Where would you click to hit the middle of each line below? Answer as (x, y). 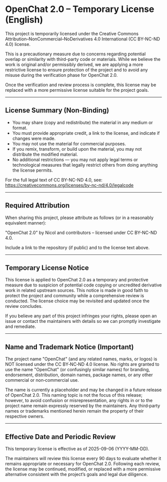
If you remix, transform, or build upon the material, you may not (77, 149)
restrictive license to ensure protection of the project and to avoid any (77, 70)
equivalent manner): (26, 223)
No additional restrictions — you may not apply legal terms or (75, 159)
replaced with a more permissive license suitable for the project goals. (77, 90)
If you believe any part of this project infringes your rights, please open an (81, 316)
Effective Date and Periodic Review (60, 437)
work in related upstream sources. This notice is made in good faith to (77, 290)
